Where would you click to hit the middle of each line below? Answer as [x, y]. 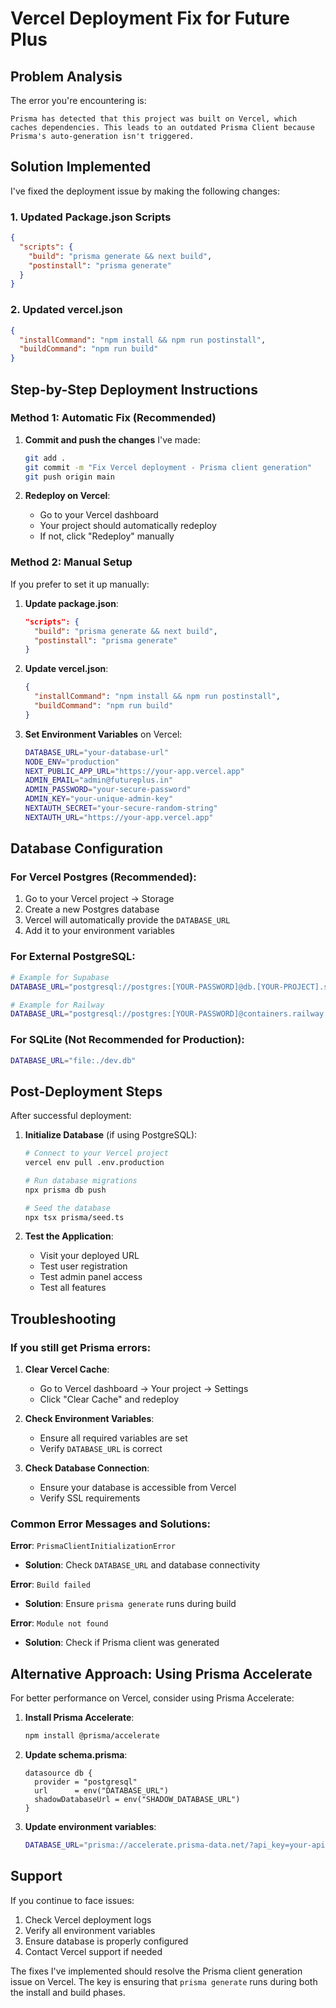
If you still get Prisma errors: [81, 1347]
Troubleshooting [63, 1318]
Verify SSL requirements [90, 1498]
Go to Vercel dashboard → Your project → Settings [144, 1389]
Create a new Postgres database [92, 909]
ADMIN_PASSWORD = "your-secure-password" [108, 790]
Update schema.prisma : [76, 1755]
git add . [45, 458]
